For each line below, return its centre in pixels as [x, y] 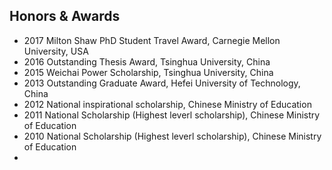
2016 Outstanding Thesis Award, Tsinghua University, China [147, 61]
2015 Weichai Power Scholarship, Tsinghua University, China [148, 72]
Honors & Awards [65, 16]
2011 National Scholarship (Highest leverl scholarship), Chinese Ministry [172, 115]
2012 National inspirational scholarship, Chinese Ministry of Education [167, 104]
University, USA [56, 51]
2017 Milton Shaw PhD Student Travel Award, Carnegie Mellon [152, 40]
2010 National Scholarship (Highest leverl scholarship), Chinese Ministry [172, 136]
